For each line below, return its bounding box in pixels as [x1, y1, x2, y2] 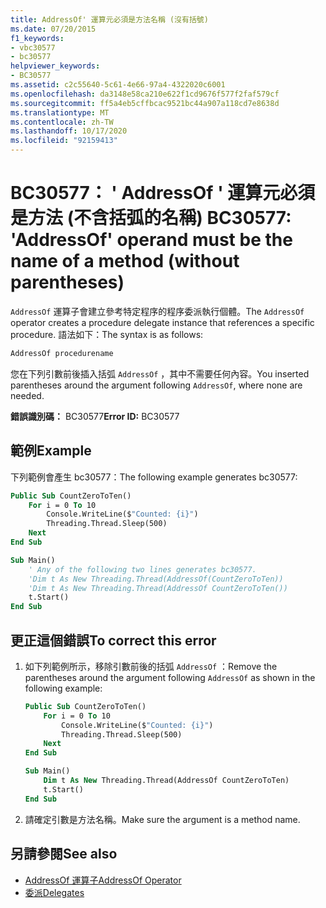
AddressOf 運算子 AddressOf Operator [24, 874, 182, 886]
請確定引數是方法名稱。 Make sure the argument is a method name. [24, 813, 301, 825]
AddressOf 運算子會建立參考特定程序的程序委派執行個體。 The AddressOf [10, 305, 305, 317]
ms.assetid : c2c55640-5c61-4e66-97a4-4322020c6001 [10, 80, 226, 90]
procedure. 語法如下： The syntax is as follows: [10, 328, 204, 340]
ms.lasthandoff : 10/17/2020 [10, 126, 128, 136]
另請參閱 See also [10, 846, 118, 863]
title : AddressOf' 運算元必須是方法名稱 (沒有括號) [10, 14, 209, 25]
